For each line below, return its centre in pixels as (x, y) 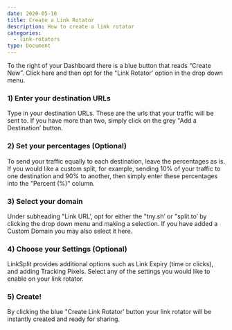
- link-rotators (37, 40)
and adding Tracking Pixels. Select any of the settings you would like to (109, 272)
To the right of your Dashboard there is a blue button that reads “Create (109, 66)
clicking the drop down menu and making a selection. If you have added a (113, 223)
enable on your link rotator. (46, 279)
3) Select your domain (45, 201)
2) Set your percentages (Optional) (67, 146)
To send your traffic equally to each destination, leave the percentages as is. (116, 161)
